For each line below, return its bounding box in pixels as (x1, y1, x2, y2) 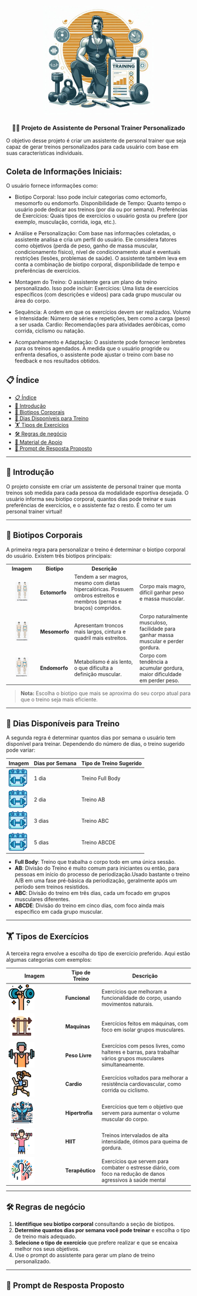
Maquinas (65, 1023, 90, 1030)
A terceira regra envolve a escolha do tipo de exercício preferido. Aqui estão (6, 949, 191, 957)
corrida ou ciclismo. (101, 1087, 150, 1094)
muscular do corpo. (101, 1115, 149, 1122)
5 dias (33, 839, 49, 846)
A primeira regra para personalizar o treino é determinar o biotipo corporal (6, 546, 186, 553)
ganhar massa (140, 631, 174, 638)
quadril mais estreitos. (74, 635, 128, 642)
